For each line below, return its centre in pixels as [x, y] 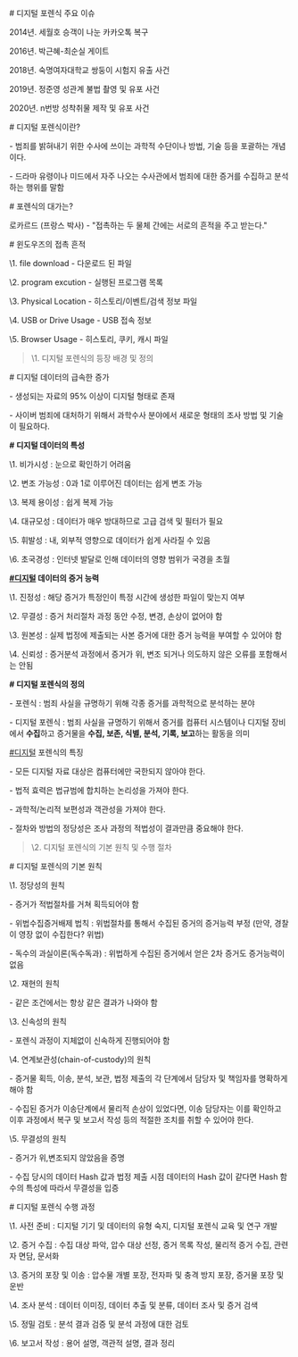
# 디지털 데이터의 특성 [47, 445]
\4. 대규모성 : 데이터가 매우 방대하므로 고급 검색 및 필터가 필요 [116, 521]
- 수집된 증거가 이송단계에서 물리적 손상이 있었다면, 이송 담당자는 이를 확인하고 [145, 1109]
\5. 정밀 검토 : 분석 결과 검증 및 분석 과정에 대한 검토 [99, 1324]
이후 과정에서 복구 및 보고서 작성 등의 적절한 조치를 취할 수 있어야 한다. [132, 1120]
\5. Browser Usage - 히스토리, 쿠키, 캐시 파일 [89, 339]
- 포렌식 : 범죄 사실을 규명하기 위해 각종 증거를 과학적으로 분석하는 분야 [132, 703]
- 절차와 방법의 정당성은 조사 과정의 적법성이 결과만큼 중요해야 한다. [126, 828]
